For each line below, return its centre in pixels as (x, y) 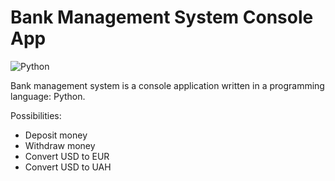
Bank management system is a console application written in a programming (167, 85)
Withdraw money (60, 145)
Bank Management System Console (162, 17)
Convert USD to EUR (67, 156)
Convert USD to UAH (68, 167)
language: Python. (48, 96)
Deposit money (56, 135)
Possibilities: (36, 115)
